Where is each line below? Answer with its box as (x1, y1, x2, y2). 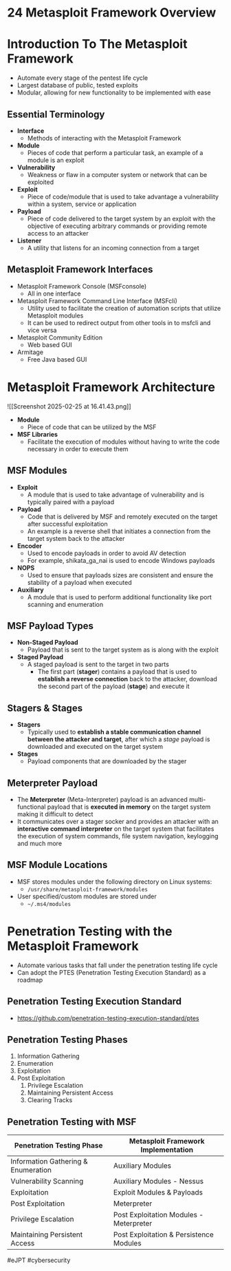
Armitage (16, 348, 43, 356)
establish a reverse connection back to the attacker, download (37, 675, 218, 683)
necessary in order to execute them (27, 444, 129, 453)
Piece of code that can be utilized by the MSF (27, 422, 157, 431)
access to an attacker (27, 229, 89, 237)
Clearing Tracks (27, 1096, 73, 1104)
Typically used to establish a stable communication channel (27, 728, 201, 736)
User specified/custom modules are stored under (16, 892, 157, 900)
